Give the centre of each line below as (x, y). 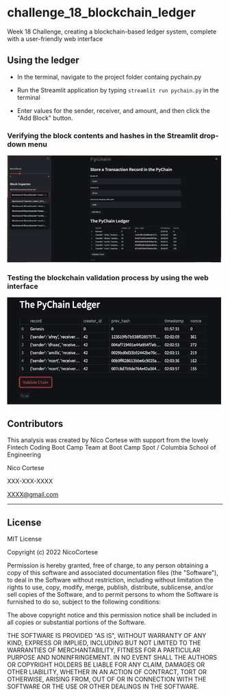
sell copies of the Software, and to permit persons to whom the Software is (113, 594)
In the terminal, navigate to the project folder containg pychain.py (109, 77)
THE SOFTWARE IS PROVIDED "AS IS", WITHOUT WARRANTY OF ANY (107, 635)
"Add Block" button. (45, 118)
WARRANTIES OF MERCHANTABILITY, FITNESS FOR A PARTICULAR (104, 650)
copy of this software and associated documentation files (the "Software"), (113, 572)
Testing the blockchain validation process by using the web (108, 277)
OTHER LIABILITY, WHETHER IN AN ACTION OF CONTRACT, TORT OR (107, 671)
